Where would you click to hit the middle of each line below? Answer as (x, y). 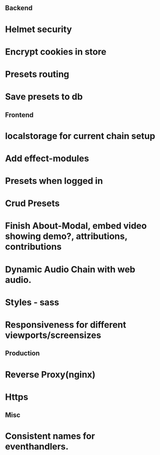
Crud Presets (32, 203)
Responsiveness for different (66, 325)
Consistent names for (50, 436)
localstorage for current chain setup (80, 136)
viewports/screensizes (53, 335)
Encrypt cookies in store (56, 52)
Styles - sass (32, 302)
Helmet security (39, 29)
